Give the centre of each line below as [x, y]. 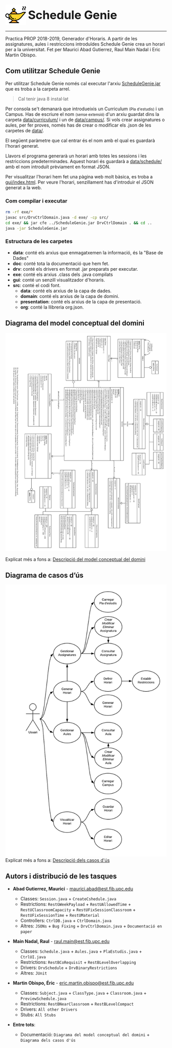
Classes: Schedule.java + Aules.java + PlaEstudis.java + [81, 951]
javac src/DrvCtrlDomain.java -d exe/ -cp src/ [57, 217]
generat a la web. [24, 187]
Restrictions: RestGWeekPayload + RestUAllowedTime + [76, 904]
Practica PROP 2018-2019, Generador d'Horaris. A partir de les [71, 38]
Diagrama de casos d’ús [44, 575]
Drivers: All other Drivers [49, 1009]
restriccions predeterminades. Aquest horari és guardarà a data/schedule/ [84, 161]
